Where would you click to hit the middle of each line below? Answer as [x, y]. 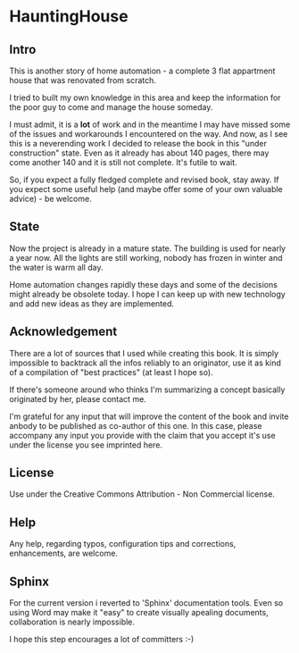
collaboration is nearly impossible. [72, 622]
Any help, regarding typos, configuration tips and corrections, [123, 544]
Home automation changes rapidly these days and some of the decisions [144, 284]
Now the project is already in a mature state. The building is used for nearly [148, 248]
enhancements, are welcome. [64, 553]
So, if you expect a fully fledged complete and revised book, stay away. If [144, 180]
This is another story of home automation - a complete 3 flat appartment [142, 71]
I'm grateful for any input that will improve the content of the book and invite [149, 416]
